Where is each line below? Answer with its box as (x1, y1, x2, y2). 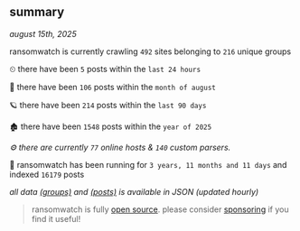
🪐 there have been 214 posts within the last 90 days (9, 99, 207, 110)
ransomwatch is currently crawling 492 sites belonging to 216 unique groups (9, 46, 292, 57)
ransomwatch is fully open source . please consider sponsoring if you (31, 204, 289, 215)
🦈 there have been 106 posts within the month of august (9, 81, 217, 92)
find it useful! (31, 213, 81, 224)
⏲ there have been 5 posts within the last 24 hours (9, 63, 202, 74)
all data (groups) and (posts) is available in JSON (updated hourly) (9, 186, 259, 197)
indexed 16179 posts (9, 169, 85, 180)
